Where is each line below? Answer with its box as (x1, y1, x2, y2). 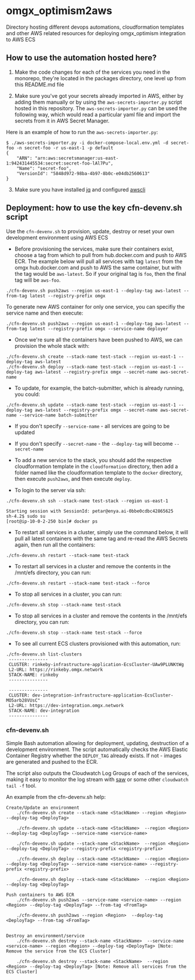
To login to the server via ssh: (14, 486, 86, 493)
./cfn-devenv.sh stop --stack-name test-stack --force (6, 630, 142, 636)
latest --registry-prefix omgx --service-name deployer (29, 326, 168, 332)
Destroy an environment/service (6, 933, 85, 938)
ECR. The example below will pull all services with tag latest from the (14, 258, 183, 265)
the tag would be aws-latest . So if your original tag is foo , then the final (14, 270, 187, 277)
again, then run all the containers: (14, 541, 95, 548)
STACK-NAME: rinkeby (8, 672, 59, 678)
